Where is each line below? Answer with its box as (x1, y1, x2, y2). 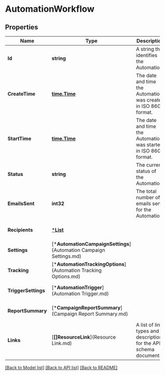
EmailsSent (7, 200, 35, 207)
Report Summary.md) (78, 310, 129, 317)
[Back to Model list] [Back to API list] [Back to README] (5, 365, 118, 371)
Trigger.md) (81, 290, 109, 297)
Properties (5, 23, 38, 31)
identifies (136, 52, 158, 58)
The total (136, 188, 157, 195)
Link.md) (51, 340, 72, 347)
